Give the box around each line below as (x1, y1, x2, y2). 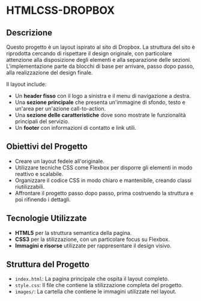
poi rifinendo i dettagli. (14, 196, 71, 203)
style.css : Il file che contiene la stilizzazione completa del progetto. (14, 282, 183, 289)
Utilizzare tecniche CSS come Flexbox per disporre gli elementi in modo (14, 163, 193, 171)
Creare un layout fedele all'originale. (14, 157, 105, 165)
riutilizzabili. (14, 183, 45, 190)
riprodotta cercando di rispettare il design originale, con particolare (6, 50, 172, 57)
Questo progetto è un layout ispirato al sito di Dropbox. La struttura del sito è (6, 43, 196, 50)
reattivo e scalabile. (14, 170, 64, 177)
